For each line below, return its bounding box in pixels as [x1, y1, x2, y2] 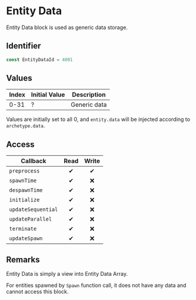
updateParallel [9, 216, 52, 223]
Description [72, 91, 106, 99]
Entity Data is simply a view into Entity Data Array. [6, 270, 128, 277]
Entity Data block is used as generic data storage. [6, 24, 128, 31]
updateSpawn [9, 235, 43, 242]
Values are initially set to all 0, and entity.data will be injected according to [6, 116, 191, 123]
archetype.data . [6, 122, 46, 129]
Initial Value [31, 91, 65, 99]
